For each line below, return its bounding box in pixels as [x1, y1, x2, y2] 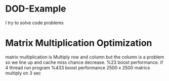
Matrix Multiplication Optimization [5, 37, 152, 49]
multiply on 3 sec [5, 70, 41, 76]
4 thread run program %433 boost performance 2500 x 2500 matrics [5, 64, 150, 70]
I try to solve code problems [5, 20, 64, 26]
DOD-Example [5, 3, 67, 15]
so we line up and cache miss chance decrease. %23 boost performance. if [5, 59, 163, 65]
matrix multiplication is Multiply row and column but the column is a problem [5, 54, 164, 60]
